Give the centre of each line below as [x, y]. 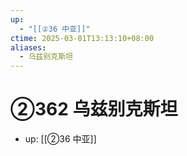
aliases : [28, 47]
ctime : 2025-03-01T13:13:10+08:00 [82, 38]
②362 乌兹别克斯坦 [94, 109]
